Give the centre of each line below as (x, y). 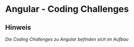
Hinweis (18, 27)
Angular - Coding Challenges (67, 9)
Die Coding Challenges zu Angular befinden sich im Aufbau (67, 39)
